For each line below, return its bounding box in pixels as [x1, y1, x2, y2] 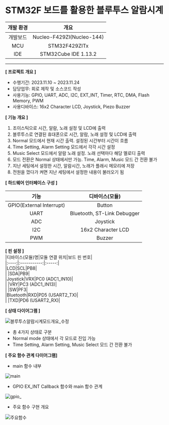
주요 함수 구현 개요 [12, 403, 49, 410]
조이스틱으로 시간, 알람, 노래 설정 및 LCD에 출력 [12, 125, 106, 131]
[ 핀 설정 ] [5, 247, 24, 254]
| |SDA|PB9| [5, 270, 30, 277]
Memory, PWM [12, 98, 44, 104]
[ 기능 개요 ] [5, 114, 29, 120]
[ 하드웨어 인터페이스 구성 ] [5, 180, 58, 186]
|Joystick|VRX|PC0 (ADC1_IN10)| [5, 276, 73, 282]
